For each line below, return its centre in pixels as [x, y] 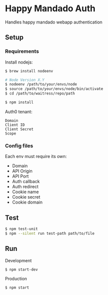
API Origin [22, 171]
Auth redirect [25, 187]
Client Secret [19, 129]
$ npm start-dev [21, 270]
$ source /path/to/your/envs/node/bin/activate [54, 89]
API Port [20, 176]
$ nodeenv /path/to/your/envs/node [41, 84]
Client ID [15, 125]
